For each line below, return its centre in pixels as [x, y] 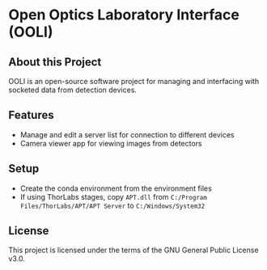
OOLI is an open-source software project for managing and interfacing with [134, 81]
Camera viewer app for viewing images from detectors [111, 143]
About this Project [55, 62]
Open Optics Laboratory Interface [124, 15]
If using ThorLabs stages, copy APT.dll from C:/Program [114, 196]
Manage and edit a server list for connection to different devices [127, 134]
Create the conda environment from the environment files [116, 188]
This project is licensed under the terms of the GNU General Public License [133, 250]
